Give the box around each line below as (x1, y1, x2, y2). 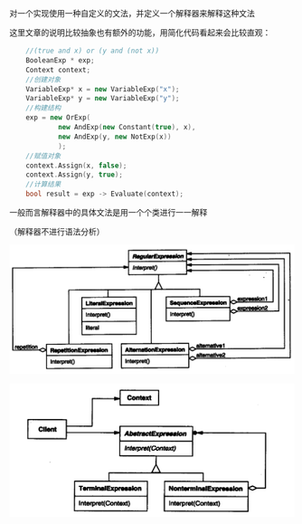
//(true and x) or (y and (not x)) (25, 46, 160, 55)
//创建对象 (25, 75, 61, 84)
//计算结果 (25, 180, 61, 189)
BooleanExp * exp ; (25, 55, 95, 65)
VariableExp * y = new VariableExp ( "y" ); (25, 94, 180, 103)
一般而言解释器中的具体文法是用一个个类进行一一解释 (9, 207, 208, 217)
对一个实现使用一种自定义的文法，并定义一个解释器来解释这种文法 (9, 8, 255, 18)
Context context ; (25, 65, 91, 74)
